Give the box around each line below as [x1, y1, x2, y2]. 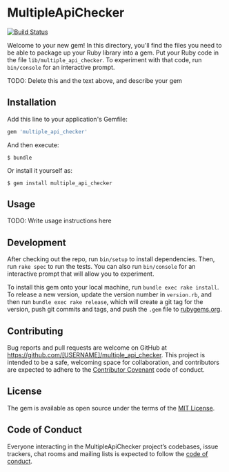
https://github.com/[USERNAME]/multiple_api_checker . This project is [7, 351, 206, 359]
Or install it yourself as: [7, 166, 72, 174]
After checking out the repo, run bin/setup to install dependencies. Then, [7, 255, 215, 263]
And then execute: [7, 140, 59, 149]
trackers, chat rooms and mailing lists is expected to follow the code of [7, 449, 208, 457]
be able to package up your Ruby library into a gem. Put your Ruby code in [7, 48, 219, 57]
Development [7, 236, 67, 248]
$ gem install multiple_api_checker [7, 180, 112, 187]
